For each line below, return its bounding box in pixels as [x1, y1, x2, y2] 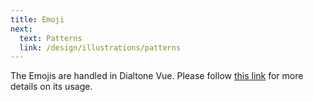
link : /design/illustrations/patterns [19, 42, 182, 53]
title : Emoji [10, 14, 65, 25]
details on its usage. [10, 81, 93, 93]
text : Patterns [19, 33, 83, 43]
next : [10, 24, 33, 34]
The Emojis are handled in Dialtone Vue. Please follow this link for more [10, 70, 304, 82]
